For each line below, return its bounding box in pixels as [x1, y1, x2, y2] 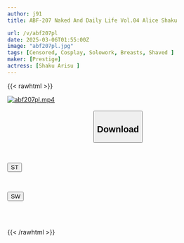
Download [97, 124, 139, 135]
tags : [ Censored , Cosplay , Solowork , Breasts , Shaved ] [7, 49, 174, 56]
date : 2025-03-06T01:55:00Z [7, 36, 90, 43]
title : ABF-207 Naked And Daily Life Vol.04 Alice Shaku [7, 17, 178, 24]
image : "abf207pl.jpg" [7, 43, 74, 50]
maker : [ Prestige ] [7, 56, 61, 63]
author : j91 [7, 10, 42, 18]
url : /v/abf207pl [7, 30, 58, 37]
